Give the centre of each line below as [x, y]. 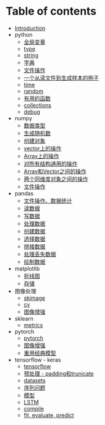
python [24, 34]
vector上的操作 [42, 148]
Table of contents [51, 11]
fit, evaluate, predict [49, 415]
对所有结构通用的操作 [50, 164]
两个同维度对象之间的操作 [56, 179]
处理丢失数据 [40, 254]
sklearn [24, 318]
